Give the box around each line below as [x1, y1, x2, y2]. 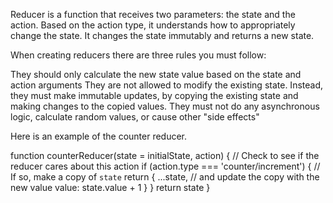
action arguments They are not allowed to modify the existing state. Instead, [10, 79, 324, 91]
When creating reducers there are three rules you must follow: [10, 49, 267, 61]
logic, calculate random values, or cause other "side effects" [10, 111, 260, 123]
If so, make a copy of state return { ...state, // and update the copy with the [10, 171, 320, 183]
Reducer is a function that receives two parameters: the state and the [10, 9, 296, 20]
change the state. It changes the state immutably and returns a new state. [10, 30, 315, 41]
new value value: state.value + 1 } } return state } [10, 182, 211, 193]
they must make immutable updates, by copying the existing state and [10, 90, 299, 101]
